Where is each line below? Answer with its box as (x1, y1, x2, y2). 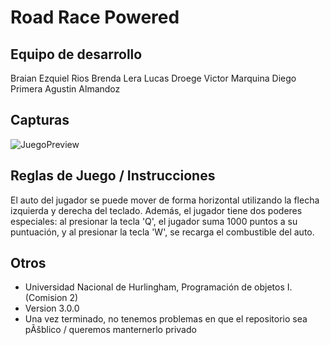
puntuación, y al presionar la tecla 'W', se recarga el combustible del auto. (10, 226, 315, 238)
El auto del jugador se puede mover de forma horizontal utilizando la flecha (10, 194, 320, 206)
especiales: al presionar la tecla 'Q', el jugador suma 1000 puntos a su (10, 215, 298, 227)
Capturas (10, 112, 70, 129)
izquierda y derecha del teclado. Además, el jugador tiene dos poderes (10, 204, 303, 216)
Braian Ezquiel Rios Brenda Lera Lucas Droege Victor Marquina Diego (10, 72, 297, 84)
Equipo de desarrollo (10, 46, 143, 63)
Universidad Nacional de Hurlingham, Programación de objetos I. (24, 281, 293, 293)
